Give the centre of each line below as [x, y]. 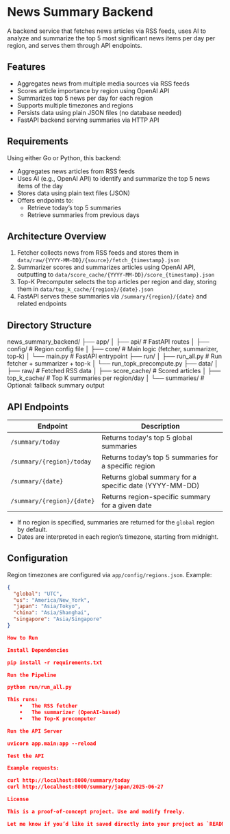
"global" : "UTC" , [38, 594]
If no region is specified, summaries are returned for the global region [116, 522]
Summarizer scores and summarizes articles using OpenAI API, [106, 267]
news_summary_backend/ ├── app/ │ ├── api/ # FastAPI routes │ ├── [108, 342]
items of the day [40, 186]
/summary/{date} [37, 481]
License [18, 799]
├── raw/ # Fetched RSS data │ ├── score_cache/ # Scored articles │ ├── [114, 371]
